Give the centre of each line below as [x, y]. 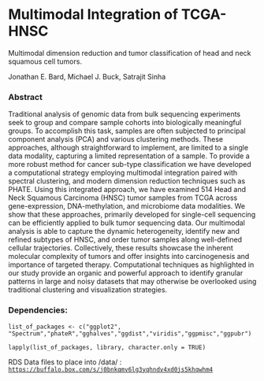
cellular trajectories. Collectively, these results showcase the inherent [121, 248]
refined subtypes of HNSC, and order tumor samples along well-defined [125, 240]
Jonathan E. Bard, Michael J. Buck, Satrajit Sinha [87, 76]
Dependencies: [38, 310]
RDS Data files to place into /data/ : [65, 362]
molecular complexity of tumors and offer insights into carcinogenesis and [129, 257]
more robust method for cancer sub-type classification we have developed [130, 165]
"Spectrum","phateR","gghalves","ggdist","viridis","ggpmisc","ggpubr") [130, 333]
